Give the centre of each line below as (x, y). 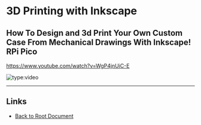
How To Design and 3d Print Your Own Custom (95, 33)
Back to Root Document (44, 116)
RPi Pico (22, 51)
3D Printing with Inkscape (72, 11)
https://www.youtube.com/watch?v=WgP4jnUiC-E (68, 66)
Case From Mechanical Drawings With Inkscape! (99, 42)
